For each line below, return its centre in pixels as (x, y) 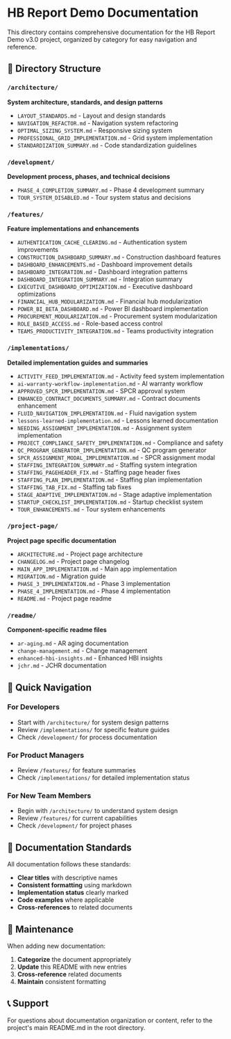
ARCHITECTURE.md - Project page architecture (80, 554)
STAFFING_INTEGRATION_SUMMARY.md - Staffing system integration (107, 465)
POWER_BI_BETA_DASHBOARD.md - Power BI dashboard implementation (112, 309)
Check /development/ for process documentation (87, 737)
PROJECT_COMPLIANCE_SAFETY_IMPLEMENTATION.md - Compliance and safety (120, 443)
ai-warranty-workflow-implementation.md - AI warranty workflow (110, 383)
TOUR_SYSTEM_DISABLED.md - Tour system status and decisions (104, 197)
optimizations (37, 294)
